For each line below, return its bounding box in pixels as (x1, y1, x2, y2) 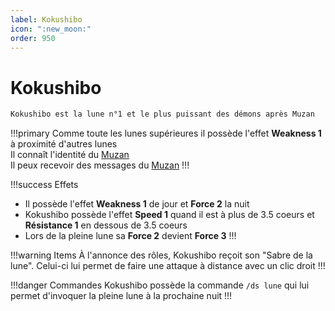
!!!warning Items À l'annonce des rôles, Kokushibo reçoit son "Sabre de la (10, 249, 313, 261)
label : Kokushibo (10, 14, 83, 25)
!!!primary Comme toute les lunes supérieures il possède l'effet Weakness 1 (10, 127, 322, 140)
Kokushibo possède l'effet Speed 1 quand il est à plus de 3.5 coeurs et (24, 209, 315, 221)
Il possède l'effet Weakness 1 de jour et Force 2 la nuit (24, 198, 250, 210)
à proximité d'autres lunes (10, 138, 118, 150)
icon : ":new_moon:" (10, 24, 92, 34)
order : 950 (10, 33, 56, 43)
